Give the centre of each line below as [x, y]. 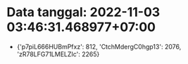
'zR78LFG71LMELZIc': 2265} [58, 54]
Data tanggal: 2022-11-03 [83, 12]
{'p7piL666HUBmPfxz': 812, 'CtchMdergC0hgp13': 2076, [99, 46]
